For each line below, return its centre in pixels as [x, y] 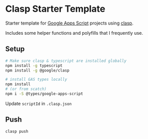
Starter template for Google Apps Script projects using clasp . [69, 23]
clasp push [17, 131]
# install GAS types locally [36, 80]
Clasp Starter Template [55, 9]
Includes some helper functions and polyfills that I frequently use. [74, 33]
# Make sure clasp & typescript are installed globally [66, 61]
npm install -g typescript [34, 65]
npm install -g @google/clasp [38, 70]
